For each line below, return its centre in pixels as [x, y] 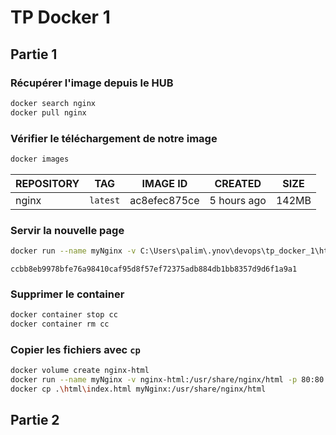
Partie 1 [34, 54]
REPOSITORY [47, 183]
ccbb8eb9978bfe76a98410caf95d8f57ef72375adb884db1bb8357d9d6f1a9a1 [154, 269]
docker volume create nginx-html [80, 371]
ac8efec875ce [164, 200]
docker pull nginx [48, 112]
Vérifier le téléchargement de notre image [114, 138]
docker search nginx [53, 103]
